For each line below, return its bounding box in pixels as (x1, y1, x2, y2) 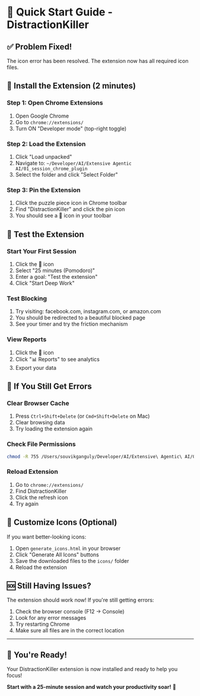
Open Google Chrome (15, 112, 69, 119)
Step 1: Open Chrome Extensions (7, 99, 103, 107)
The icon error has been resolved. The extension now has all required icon (7, 58, 189, 64)
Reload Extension (7, 468, 58, 476)
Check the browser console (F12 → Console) (15, 608, 125, 615)
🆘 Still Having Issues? (7, 581, 91, 591)
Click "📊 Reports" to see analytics (15, 355, 100, 363)
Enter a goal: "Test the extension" (15, 273, 98, 280)
